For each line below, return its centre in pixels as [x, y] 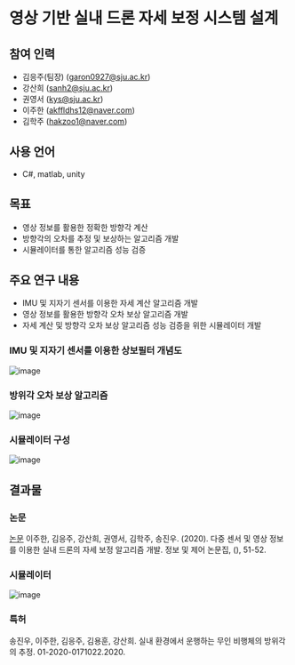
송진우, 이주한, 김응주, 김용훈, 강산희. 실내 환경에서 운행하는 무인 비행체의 [136, 640]
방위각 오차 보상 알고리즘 [59, 395]
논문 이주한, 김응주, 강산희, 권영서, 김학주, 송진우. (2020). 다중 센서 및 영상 [139, 539]
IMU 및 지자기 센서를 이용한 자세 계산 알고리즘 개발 [110, 303]
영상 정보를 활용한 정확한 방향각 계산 [85, 227]
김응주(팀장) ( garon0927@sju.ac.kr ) [86, 77]
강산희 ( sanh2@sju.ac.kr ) [68, 88]
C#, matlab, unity [54, 173]
